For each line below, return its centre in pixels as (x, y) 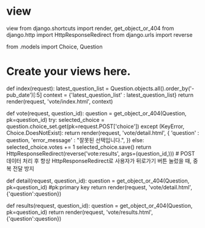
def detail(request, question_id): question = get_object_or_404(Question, (98, 180)
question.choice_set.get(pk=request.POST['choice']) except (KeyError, (95, 126)
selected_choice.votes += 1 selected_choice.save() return (79, 147)
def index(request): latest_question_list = (58, 88)
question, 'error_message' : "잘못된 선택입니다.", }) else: (75, 140)
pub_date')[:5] (24, 95)
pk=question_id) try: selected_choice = (56, 120)
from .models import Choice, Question (54, 47)
